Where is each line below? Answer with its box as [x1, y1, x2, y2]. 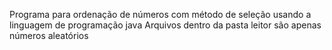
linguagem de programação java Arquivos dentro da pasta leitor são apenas [9, 19, 322, 31]
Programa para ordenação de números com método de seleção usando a [9, 9, 312, 20]
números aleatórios [9, 30, 89, 41]
